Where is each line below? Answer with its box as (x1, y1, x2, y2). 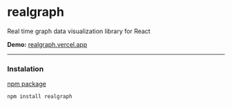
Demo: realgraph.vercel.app (7, 40, 88, 48)
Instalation (7, 64, 44, 73)
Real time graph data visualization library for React (7, 27, 151, 35)
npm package (7, 80, 46, 88)
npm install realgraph (7, 93, 72, 100)
